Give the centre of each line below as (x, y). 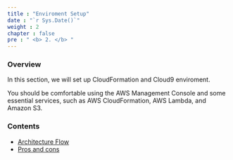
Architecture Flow (43, 142)
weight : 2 (23, 27)
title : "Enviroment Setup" (49, 14)
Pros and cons (38, 149)
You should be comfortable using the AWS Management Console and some (116, 93)
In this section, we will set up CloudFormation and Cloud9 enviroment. (109, 80)
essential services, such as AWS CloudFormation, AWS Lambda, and (107, 101)
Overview (24, 65)
